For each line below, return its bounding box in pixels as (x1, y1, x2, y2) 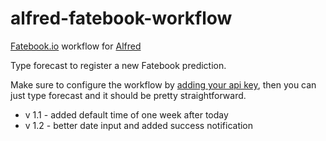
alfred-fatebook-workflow (10, 7, 233, 30)
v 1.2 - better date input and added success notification (24, 119, 254, 131)
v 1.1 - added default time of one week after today (24, 108, 229, 121)
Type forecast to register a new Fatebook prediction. (10, 59, 227, 71)
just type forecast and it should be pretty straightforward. (10, 89, 247, 101)
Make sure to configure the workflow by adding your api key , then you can (10, 78, 317, 91)
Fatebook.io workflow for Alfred (10, 40, 142, 52)
